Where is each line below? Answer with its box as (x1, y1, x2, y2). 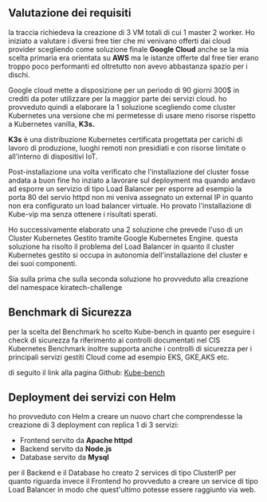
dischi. (8, 69, 30, 79)
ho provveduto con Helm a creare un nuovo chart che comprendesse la (8, 412, 243, 422)
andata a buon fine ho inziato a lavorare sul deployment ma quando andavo (8, 175, 256, 185)
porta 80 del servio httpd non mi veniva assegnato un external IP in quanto (8, 192, 253, 202)
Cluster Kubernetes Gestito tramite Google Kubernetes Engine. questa (8, 233, 238, 242)
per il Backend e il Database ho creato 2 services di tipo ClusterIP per (8, 468, 237, 477)
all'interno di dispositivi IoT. (8, 151, 98, 161)
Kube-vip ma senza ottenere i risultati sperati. (8, 209, 158, 218)
